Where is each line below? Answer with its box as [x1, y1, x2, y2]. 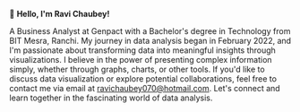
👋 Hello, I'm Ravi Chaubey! [9, 9, 110, 19]
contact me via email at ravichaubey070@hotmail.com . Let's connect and [9, 83, 280, 93]
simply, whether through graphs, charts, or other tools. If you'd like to [9, 64, 266, 74]
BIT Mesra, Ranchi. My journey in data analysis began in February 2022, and [9, 36, 292, 46]
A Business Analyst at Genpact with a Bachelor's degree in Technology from [9, 26, 291, 36]
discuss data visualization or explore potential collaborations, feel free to [9, 73, 278, 84]
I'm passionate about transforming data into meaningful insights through [9, 45, 276, 56]
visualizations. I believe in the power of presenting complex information [9, 55, 272, 65]
